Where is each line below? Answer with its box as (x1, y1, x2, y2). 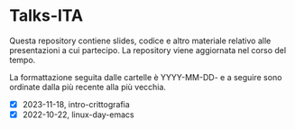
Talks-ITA (9, 5, 84, 26)
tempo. (9, 54, 36, 65)
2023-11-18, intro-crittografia (22, 98, 131, 109)
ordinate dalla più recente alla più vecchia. (9, 81, 167, 92)
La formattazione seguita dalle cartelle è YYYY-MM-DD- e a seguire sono (9, 71, 282, 82)
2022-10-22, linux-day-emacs (22, 109, 134, 120)
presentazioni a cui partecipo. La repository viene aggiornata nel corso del (9, 44, 287, 55)
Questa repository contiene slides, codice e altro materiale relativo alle (9, 35, 272, 46)
